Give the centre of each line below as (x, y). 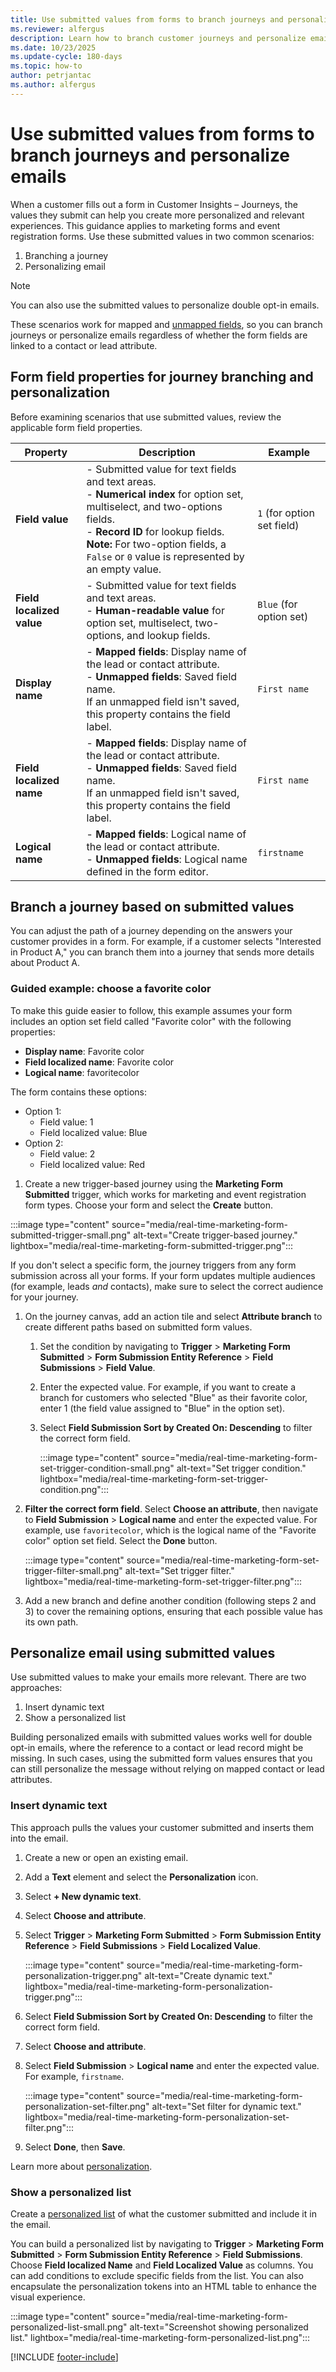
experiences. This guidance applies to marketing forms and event (145, 225)
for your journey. (44, 1297)
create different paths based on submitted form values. (138, 1327)
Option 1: (43, 1111)
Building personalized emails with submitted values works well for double (161, 1737)
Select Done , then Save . (75, 2147)
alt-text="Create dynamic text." (208, 1975)
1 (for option (286, 513)
